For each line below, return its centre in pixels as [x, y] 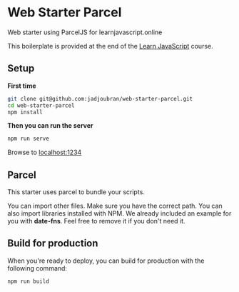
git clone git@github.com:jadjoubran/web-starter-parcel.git [100, 99]
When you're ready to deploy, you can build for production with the [106, 261]
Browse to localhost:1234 [45, 152]
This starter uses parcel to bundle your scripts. [76, 192]
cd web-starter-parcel [41, 105]
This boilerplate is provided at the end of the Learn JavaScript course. [110, 46]
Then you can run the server [51, 126]
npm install [25, 112]
